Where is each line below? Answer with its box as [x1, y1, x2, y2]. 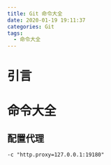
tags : [7, 29, 23, 37]
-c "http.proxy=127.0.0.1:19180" [7, 151, 105, 159]
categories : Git [7, 23, 54, 30]
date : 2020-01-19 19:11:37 [7, 17, 86, 24]
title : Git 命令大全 [7, 10, 63, 17]
